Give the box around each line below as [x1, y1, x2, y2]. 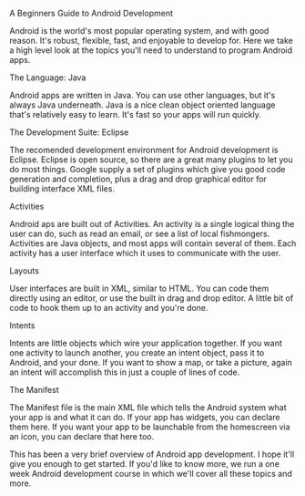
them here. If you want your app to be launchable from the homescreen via [9, 421, 290, 432]
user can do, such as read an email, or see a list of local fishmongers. [9, 228, 270, 239]
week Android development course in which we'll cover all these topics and [9, 469, 293, 479]
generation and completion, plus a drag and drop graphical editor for [9, 173, 267, 184]
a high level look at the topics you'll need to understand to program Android [9, 45, 293, 56]
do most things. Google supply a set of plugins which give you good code [9, 164, 286, 174]
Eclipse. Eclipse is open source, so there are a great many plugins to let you [9, 154, 293, 165]
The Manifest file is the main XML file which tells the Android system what [9, 402, 287, 413]
